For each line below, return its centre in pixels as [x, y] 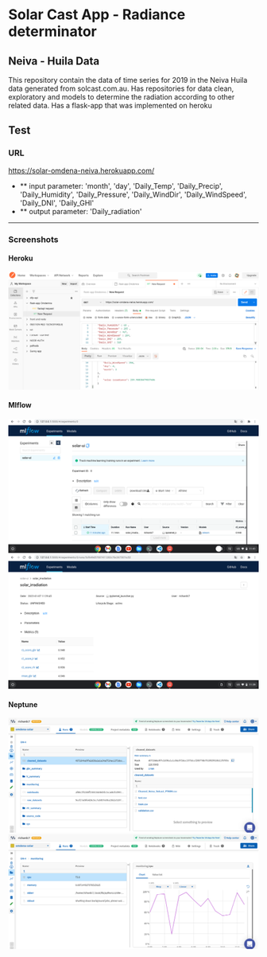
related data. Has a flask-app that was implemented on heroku [110, 105]
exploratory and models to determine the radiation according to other [122, 97]
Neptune [23, 704]
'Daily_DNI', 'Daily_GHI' [57, 203]
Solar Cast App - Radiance [97, 15]
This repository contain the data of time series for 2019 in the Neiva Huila [128, 80]
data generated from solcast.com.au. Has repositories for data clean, [121, 88]
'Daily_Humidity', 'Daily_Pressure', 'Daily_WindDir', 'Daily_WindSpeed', [133, 194]
